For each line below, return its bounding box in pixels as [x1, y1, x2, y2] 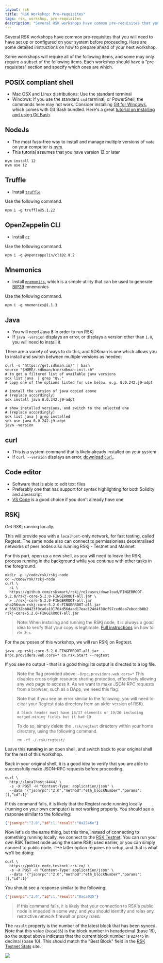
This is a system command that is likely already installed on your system [12, 448, 157, 455]
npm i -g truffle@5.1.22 [5, 208, 55, 213]
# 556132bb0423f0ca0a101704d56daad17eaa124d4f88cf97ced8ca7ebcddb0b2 [5, 606, 149, 611]
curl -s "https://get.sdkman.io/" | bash [5, 363, 90, 368]
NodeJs [5, 126, 29, 134]
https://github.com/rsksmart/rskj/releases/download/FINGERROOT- [9, 589, 145, 594]
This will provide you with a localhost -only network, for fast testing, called [5, 533, 154, 539]
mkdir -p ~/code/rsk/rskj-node [5, 572, 68, 577]
